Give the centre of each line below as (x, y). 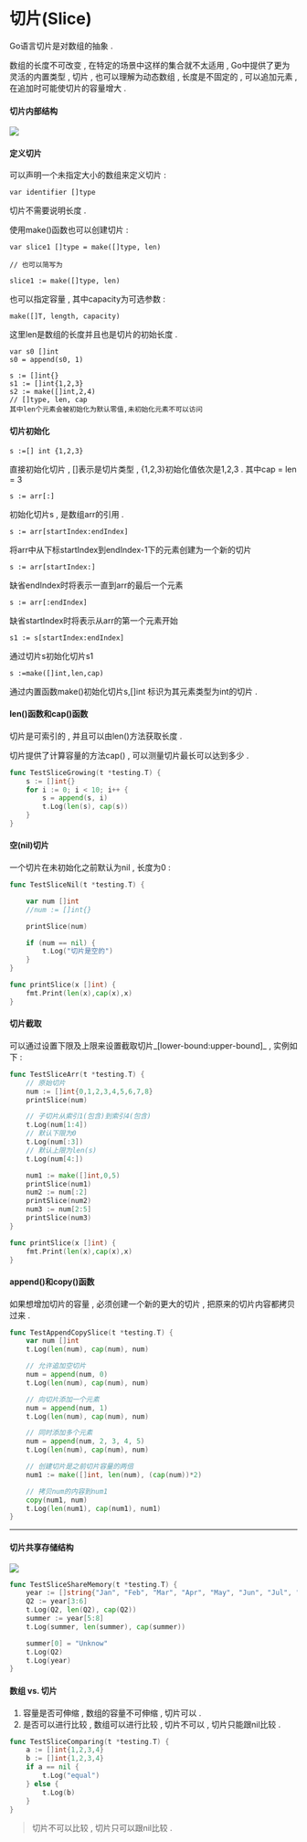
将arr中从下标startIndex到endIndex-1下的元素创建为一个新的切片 (131, 549)
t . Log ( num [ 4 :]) (55, 1159)
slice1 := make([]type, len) (65, 281)
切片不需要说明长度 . (48, 210)
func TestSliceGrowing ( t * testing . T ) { (85, 772)
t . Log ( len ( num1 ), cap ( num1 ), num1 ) (94, 1508)
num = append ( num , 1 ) (67, 1408)
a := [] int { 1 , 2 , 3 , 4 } (65, 1750)
